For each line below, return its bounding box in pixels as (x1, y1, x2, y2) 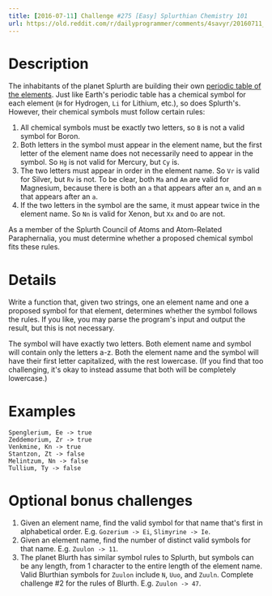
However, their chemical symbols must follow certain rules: (8, 107, 206, 117)
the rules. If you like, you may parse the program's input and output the (8, 314, 245, 325)
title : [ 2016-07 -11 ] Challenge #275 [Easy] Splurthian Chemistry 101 (8, 11, 249, 20)
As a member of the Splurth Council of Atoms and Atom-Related (8, 225, 223, 235)
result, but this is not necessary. (8, 323, 115, 333)
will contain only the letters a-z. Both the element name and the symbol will (8, 348, 259, 357)
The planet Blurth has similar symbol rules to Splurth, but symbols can (19, 553, 254, 563)
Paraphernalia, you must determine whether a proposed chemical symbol (8, 233, 253, 244)
